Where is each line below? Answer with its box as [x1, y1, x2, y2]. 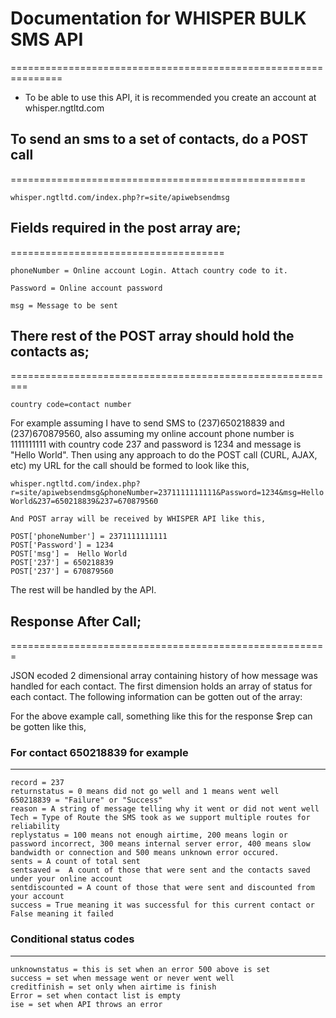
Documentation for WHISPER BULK [10, 7, 307, 30]
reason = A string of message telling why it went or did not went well [10, 804, 320, 814]
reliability [10, 822, 60, 832]
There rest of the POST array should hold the [10, 327, 295, 344]
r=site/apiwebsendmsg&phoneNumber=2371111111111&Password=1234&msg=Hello [10, 488, 325, 498]
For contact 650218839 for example [10, 746, 189, 760]
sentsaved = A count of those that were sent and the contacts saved [10, 865, 311, 876]
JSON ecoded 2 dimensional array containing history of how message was [10, 670, 318, 682]
